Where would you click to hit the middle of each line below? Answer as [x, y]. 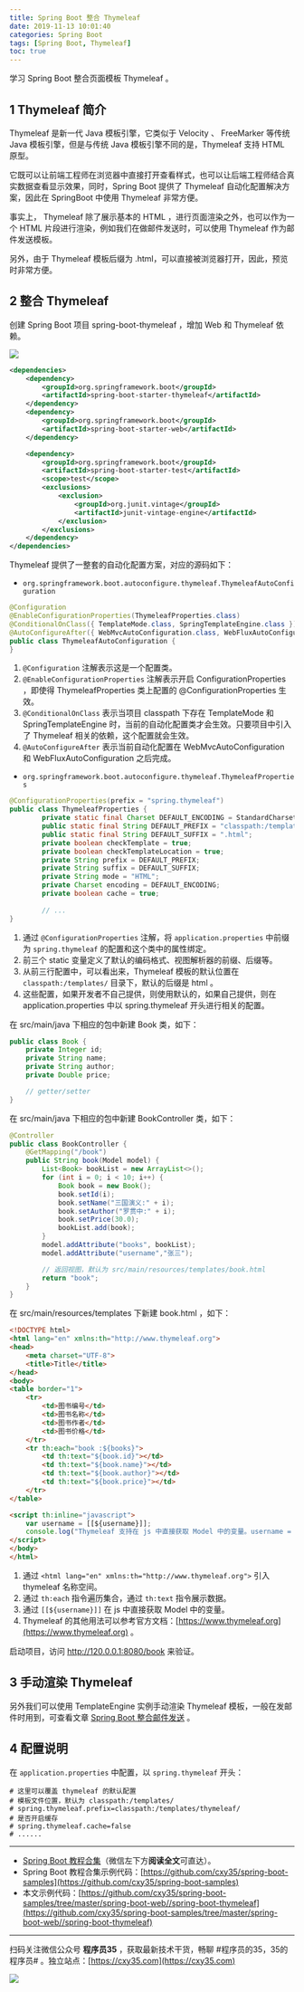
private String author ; [71, 1067]
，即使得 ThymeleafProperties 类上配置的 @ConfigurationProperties [149, 691]
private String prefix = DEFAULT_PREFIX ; [121, 860]
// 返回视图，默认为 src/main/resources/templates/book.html [154, 1269]
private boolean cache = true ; [101, 893]
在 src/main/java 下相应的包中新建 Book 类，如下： [104, 1025]
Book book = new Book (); [104, 1186]
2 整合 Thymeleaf [59, 301]
